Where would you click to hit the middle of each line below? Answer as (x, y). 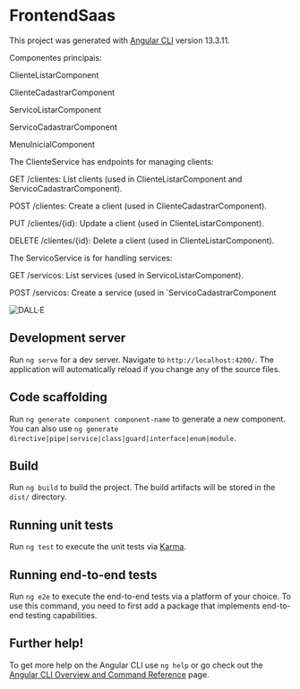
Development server (68, 338)
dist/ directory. (38, 497)
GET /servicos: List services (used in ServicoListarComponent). (127, 275)
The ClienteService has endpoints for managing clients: (111, 161)
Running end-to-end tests (83, 575)
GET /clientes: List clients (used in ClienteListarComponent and (126, 179)
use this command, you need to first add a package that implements (135, 606)
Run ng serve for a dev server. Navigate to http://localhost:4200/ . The (142, 360)
